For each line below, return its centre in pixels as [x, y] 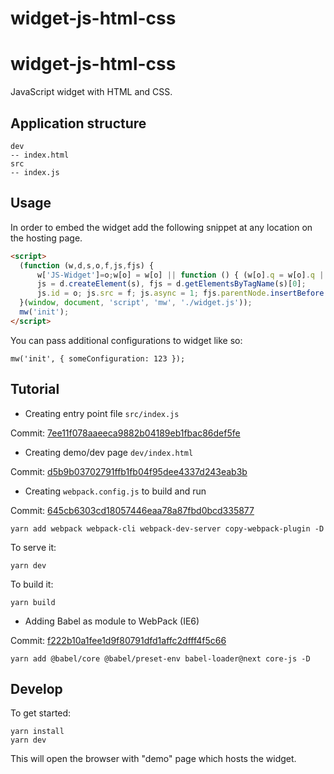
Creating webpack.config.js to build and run [115, 491]
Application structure [78, 123]
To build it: [32, 584]
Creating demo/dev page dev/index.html [109, 452]
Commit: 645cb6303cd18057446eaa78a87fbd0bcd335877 [132, 510]
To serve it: [33, 547]
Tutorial [35, 389]
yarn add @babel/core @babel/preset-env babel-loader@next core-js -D [160, 658]
